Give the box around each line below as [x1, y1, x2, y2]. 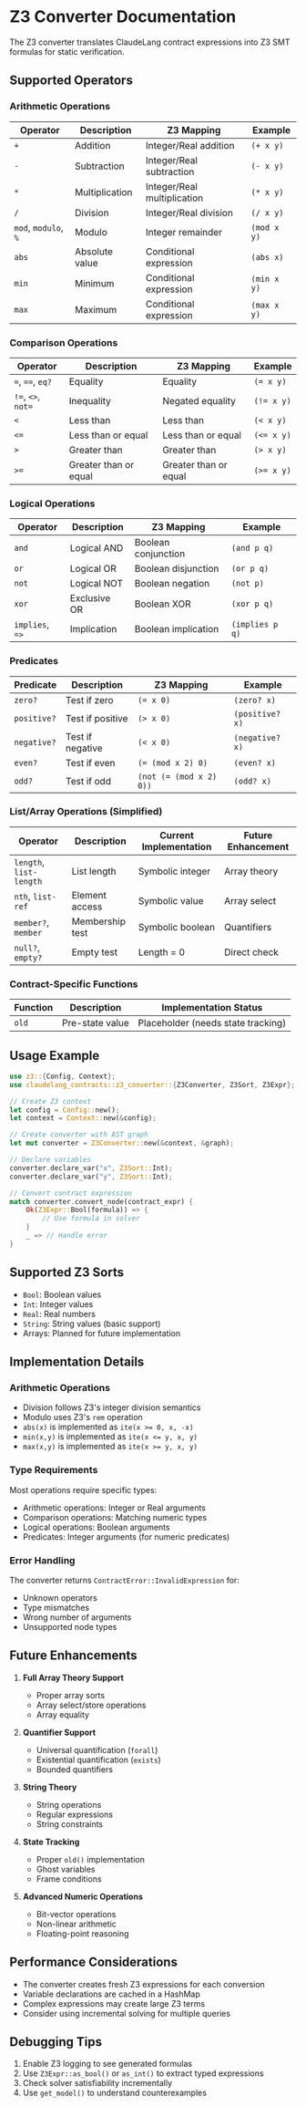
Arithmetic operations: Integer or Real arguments [22, 1502, 207, 1513]
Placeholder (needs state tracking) [138, 1017, 287, 1030]
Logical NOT [69, 577, 124, 590]
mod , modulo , [14, 221, 64, 234]
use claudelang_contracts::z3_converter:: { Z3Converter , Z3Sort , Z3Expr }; [9, 1080, 296, 1089]
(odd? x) [233, 775, 271, 786]
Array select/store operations [36, 1699, 147, 1710]
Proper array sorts [36, 1689, 106, 1700]
